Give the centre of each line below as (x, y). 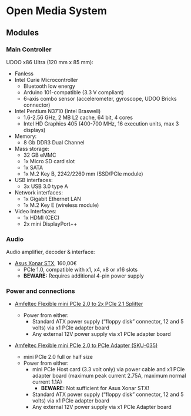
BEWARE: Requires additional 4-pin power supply (83, 276)
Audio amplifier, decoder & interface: (51, 252)
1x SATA (33, 167)
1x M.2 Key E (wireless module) (61, 205)
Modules (23, 33)
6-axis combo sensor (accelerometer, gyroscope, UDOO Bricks (100, 98)
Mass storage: (32, 148)
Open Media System (56, 11)
